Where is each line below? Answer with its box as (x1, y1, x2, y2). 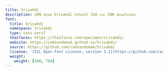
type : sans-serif (9, 30, 46, 35)
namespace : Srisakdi (9, 26, 52, 31)
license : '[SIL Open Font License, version (9, 49, 101, 54)
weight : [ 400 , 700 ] (14, 58, 55, 63)
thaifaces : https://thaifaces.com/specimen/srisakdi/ (9, 35, 124, 40)
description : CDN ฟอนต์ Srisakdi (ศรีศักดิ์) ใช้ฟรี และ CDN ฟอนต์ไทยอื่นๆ (5, 12, 136, 17)
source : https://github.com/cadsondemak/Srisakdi (9, 44, 115, 49)
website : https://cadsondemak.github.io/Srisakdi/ (9, 40, 117, 45)
